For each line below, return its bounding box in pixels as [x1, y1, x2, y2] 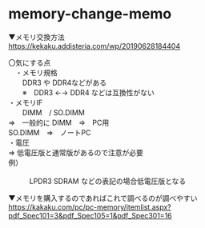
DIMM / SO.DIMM [22, 107, 86, 117]
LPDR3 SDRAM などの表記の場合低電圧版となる [29, 176, 187, 186]
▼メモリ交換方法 [8, 32, 66, 42]
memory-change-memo [8, 5, 172, 23]
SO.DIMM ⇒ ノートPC [8, 127, 91, 137]
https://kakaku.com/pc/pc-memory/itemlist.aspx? [8, 202, 171, 212]
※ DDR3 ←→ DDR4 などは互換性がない [22, 87, 155, 97]
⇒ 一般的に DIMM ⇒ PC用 [8, 118, 110, 127]
